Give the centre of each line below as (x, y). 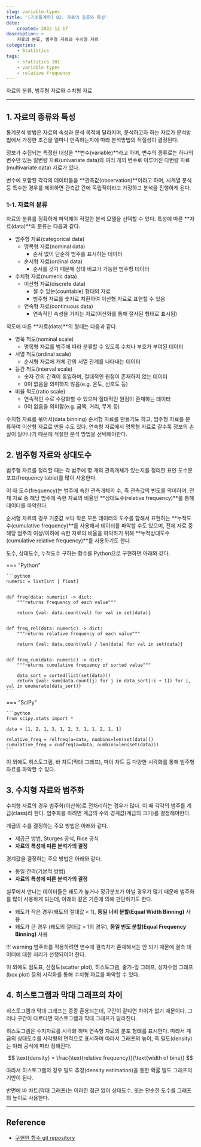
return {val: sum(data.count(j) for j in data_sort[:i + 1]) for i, (104, 681)
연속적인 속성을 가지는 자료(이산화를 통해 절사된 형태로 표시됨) (105, 314)
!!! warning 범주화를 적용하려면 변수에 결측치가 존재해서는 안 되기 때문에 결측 (96, 947)
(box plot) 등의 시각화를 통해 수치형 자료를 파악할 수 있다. (73, 974)
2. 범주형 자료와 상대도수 (49, 455)
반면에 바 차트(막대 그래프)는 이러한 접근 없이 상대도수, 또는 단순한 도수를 (91, 1090)
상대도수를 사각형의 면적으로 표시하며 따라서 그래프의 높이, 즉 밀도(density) (105, 1038)
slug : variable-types (33, 12)
